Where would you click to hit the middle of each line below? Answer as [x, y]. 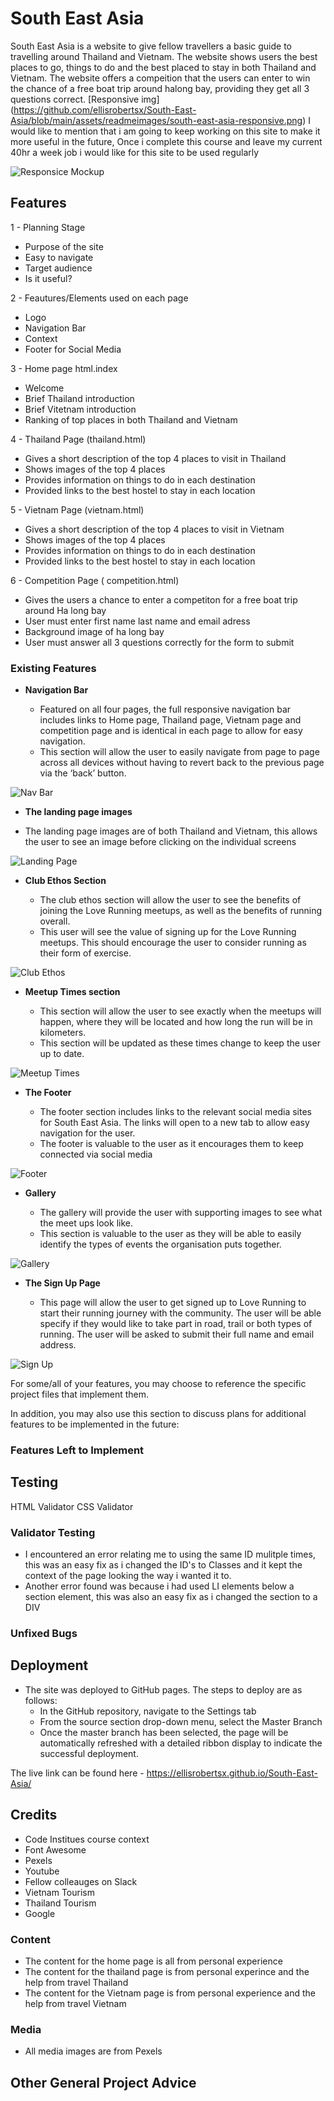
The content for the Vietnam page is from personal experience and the [170, 1993]
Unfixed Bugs [44, 1633]
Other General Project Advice [103, 2082]
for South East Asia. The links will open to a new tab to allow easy [174, 1123]
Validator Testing [53, 1532]
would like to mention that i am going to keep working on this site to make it [165, 131]
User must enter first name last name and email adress [137, 621]
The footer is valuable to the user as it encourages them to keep [171, 1144]
